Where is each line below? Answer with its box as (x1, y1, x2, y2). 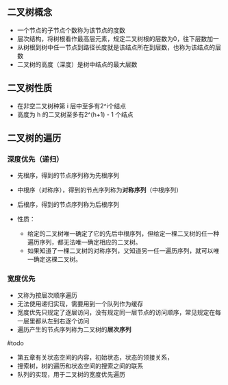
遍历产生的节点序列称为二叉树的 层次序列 (16, 325, 131, 334)
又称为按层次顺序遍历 (16, 290, 77, 299)
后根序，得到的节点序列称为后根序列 (16, 201, 120, 209)
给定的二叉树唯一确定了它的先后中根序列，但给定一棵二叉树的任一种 (27, 229, 220, 238)
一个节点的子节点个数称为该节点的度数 (16, 26, 125, 34)
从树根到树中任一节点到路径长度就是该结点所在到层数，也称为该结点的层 (16, 43, 221, 51)
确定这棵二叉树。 (33, 256, 82, 264)
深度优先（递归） (7, 154, 64, 164)
